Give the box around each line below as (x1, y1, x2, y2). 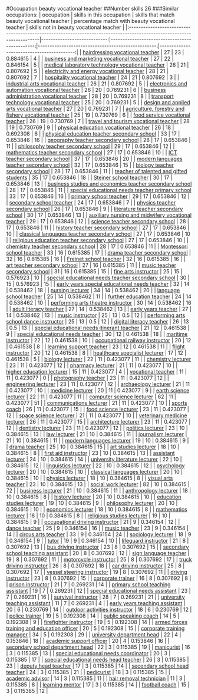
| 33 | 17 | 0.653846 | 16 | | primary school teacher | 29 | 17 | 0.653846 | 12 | (6, 193, 190, 200)
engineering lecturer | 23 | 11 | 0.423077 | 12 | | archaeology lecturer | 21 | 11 (6, 381, 190, 388)
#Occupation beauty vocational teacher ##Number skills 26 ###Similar (6, 5, 179, 12)
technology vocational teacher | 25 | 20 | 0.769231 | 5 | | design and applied (6, 99, 190, 105)
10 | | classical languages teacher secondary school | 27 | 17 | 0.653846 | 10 (6, 230, 190, 237)
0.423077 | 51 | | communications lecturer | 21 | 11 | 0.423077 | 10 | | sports (6, 399, 187, 406)
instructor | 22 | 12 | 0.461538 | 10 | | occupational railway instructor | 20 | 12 (6, 337, 192, 344)
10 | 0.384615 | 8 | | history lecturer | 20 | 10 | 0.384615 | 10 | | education (6, 493, 181, 500)
